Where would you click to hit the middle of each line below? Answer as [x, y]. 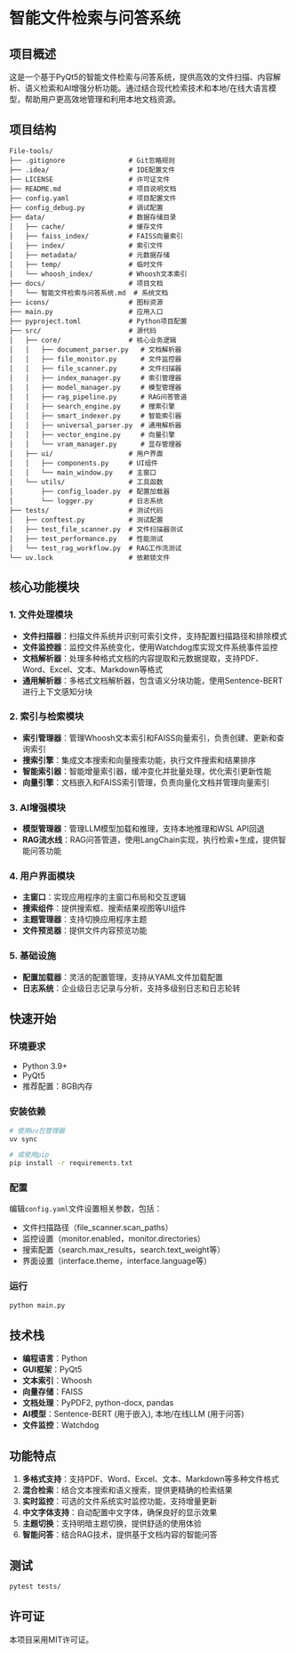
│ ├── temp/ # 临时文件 [86, 264]
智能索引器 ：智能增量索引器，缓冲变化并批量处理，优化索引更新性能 [147, 771]
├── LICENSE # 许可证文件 [90, 179]
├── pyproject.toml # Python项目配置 [98, 321]
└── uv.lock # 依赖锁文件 [90, 557]
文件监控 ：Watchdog [60, 1425]
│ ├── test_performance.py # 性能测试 [86, 539]
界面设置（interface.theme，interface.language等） [116, 1261]
